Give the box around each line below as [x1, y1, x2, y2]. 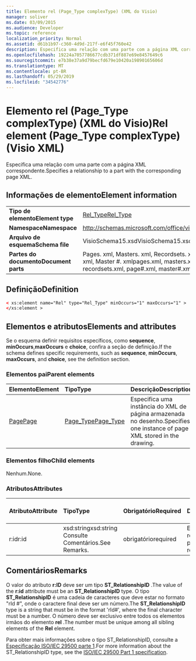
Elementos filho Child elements [6, 456, 95, 465]
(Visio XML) [6, 141, 65, 155]
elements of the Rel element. [6, 625, 75, 632]
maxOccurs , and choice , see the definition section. [6, 356, 130, 363]
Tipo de [9, 207, 31, 215]
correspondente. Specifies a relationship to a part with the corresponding [6, 167, 181, 174]
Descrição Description [130, 385, 192, 393]
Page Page [9, 417, 37, 425]
